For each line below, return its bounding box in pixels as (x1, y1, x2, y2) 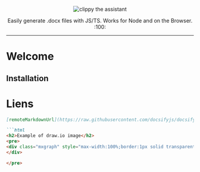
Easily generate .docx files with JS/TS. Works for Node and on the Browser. (7, 17, 193, 24)
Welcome (6, 50, 54, 63)
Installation (6, 73, 49, 83)
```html (6, 128, 26, 133)
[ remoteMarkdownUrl (6, 116, 55, 123)
